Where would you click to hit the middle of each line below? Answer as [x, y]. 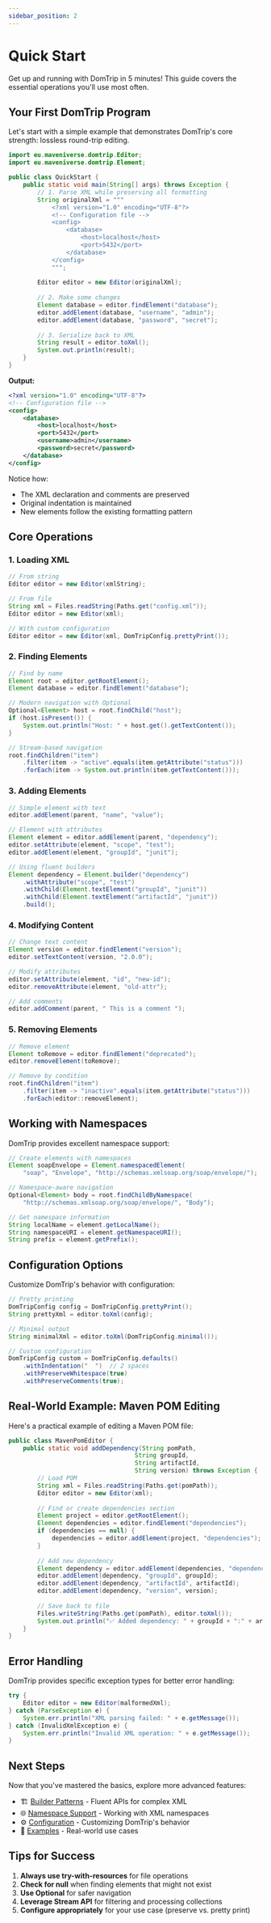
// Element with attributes [56, 830]
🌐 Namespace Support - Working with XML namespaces [115, 1813]
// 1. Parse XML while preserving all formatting [122, 192]
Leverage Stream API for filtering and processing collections [121, 1901]
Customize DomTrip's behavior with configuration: [92, 1285]
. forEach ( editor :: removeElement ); [81, 1098]
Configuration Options [66, 1265]
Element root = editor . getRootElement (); [79, 681]
